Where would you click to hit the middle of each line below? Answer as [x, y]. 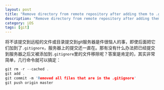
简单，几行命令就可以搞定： [33, 60]
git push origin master [29, 83]
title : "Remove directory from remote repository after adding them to [79, 14]
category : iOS [20, 23]
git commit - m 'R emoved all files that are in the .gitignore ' [71, 78]
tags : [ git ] [17, 28]
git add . [15, 74]
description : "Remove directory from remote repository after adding [77, 18]
